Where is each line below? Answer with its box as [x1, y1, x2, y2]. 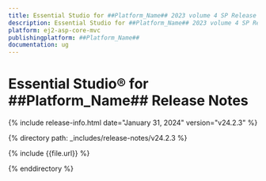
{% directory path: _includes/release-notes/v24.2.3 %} [8, 134, 188, 143]
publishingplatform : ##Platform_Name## [8, 33, 140, 42]
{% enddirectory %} [8, 164, 74, 174]
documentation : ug [8, 41, 69, 49]
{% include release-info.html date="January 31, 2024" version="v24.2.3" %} [8, 118, 258, 127]
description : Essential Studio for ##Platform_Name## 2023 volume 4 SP [8, 19, 249, 27]
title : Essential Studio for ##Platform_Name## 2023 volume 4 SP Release [8, 11, 257, 20]
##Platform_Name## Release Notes [8, 92, 249, 110]
